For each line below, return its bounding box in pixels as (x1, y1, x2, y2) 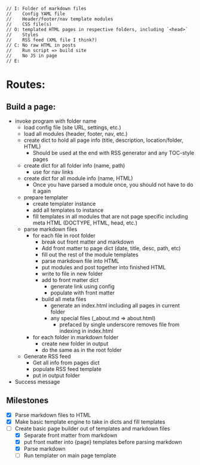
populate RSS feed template (32, 366, 101, 372)
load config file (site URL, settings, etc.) (23, 124, 121, 131)
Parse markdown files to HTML (14, 411, 91, 418)
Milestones (6, 396, 49, 406)
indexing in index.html (59, 327, 113, 335)
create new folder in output (41, 340, 109, 347)
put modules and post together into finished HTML (41, 264, 166, 271)
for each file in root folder (32, 232, 96, 239)
